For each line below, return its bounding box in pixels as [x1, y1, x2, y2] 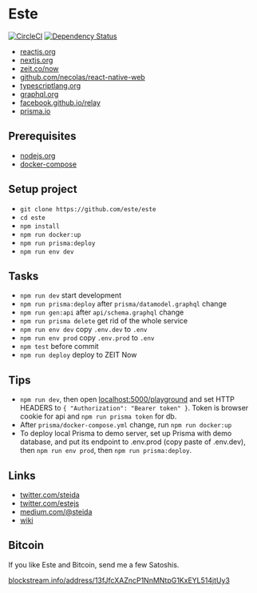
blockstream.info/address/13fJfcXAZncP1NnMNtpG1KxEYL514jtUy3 [8, 575, 230, 585]
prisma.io [19, 106, 51, 116]
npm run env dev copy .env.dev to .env [19, 325, 148, 335]
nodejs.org [19, 150, 56, 160]
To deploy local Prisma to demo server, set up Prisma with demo [19, 429, 232, 439]
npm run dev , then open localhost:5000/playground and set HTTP [19, 395, 235, 404]
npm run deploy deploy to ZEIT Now [19, 350, 137, 360]
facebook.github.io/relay [19, 98, 101, 107]
